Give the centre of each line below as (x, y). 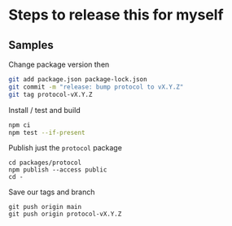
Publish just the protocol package (65, 148)
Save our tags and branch (52, 192)
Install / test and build (44, 110)
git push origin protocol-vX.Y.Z (65, 214)
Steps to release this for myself (116, 15)
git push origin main (45, 207)
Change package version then (59, 64)
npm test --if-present (47, 133)
